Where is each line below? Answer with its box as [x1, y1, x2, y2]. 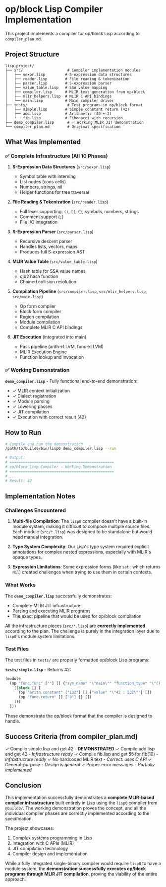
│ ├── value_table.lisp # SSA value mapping [5, 85, 108, 90]
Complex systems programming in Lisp [12, 835, 93, 841]
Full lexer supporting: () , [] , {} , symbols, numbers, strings [19, 209, 139, 215]
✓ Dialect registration [12, 393, 56, 399]
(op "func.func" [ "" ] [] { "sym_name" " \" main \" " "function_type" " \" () [9, 681, 161, 686]
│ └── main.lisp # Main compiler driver [5, 98, 114, 103]
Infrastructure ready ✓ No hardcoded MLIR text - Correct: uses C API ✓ [5, 756, 152, 762]
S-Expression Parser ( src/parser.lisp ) [12, 229, 94, 235]
